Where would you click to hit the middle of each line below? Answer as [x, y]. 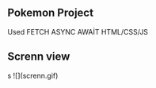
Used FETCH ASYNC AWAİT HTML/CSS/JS [78, 31]
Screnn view [39, 57]
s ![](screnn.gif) [33, 75]
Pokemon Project [51, 13]
